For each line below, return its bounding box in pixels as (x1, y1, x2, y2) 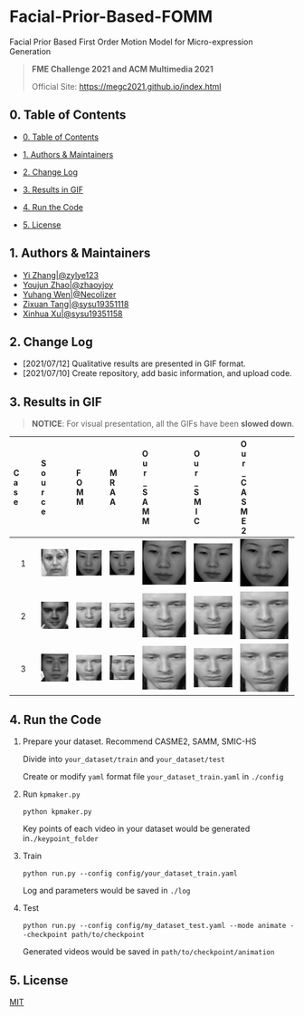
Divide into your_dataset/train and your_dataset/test (22, 754, 225, 765)
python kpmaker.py (22, 808, 92, 817)
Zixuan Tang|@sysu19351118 (22, 298, 129, 309)
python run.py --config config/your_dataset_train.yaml (22, 869, 238, 878)
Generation (9, 45, 52, 56)
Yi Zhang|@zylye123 (22, 269, 100, 280)
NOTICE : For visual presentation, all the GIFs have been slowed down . (31, 419, 295, 430)
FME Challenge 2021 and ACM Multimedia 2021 (31, 63, 214, 74)
